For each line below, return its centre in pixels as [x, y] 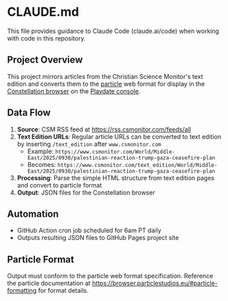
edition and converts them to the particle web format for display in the [106, 84]
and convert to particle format [59, 185]
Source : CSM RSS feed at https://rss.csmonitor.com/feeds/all [104, 129]
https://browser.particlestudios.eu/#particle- [155, 283]
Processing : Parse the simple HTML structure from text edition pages [116, 178]
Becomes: [42, 164]
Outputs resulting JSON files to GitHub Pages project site [98, 238]
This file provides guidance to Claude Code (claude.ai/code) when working [113, 31]
